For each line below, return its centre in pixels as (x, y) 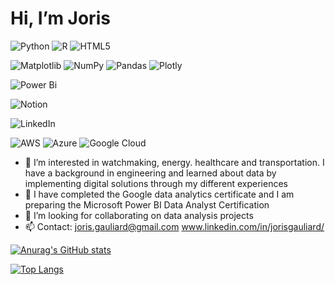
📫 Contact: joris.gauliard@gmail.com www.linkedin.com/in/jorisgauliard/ (174, 226)
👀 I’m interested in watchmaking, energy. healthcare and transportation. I (174, 162)
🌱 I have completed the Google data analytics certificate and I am (159, 194)
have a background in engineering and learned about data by (150, 173)
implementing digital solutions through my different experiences (156, 183)
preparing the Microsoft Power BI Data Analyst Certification (147, 204)
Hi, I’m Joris (60, 18)
